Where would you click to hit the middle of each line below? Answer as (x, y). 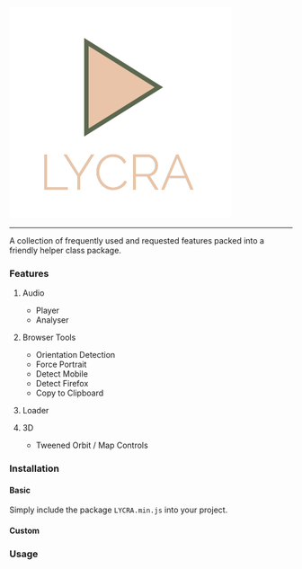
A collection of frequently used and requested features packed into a (137, 240)
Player (48, 311)
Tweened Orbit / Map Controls (92, 445)
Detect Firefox (62, 384)
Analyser (52, 320)
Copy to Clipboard (70, 393)
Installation (35, 468)
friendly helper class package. (65, 250)
